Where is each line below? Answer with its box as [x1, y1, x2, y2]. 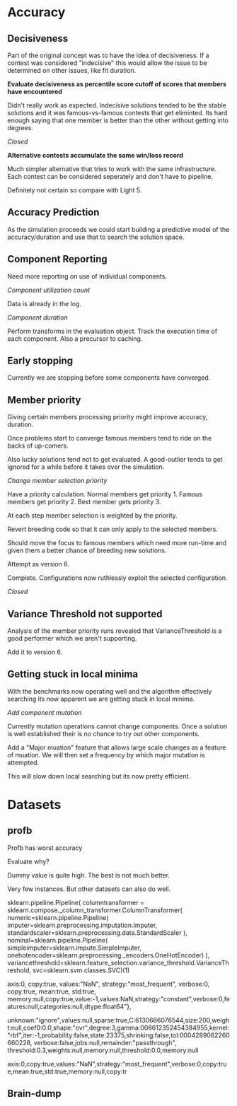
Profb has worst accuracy [7, 843, 83, 852]
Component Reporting [7, 253, 108, 265]
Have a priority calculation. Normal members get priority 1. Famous [7, 490, 203, 499]
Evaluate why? [7, 857, 50, 866]
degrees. [7, 124, 34, 132]
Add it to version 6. [7, 648, 63, 656]
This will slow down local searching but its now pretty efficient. [7, 772, 191, 780]
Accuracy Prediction [7, 206, 100, 219]
